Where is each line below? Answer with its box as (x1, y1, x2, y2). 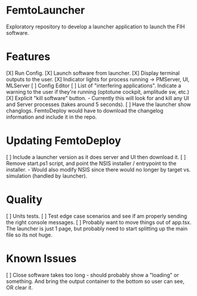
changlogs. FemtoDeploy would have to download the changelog (6, 107, 163, 114)
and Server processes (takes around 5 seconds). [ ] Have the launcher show (6, 101, 191, 108)
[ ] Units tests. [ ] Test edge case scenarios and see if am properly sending (6, 212, 187, 219)
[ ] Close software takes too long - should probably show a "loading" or (6, 271, 179, 278)
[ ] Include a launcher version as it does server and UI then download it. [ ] (6, 153, 186, 160)
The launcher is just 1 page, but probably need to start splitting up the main (6, 225, 188, 232)
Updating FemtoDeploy (6, 134, 122, 147)
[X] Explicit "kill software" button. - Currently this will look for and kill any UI (6, 94, 189, 101)
